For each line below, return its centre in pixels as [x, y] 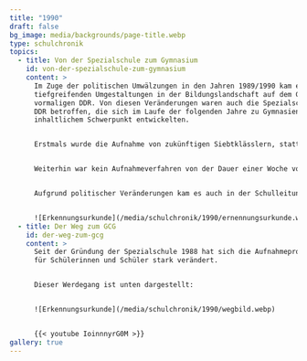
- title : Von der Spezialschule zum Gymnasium [108, 60]
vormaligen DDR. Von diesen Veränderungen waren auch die [146, 103]
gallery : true [37, 342]
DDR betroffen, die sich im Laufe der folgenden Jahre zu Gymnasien [167, 111]
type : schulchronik [47, 43]
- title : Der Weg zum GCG [67, 226]
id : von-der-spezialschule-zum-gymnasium [106, 69]
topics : [24, 52]
